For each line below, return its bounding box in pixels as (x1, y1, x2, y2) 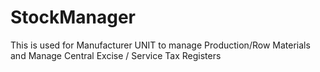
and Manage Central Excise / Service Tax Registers (10, 49, 222, 61)
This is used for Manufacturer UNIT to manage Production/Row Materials (10, 39, 311, 51)
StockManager (10, 6, 137, 29)
